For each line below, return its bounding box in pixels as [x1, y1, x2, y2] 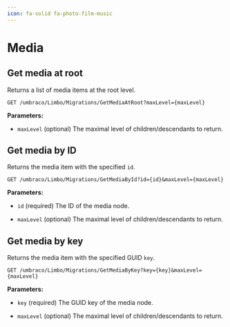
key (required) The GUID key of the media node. [17, 299, 153, 307]
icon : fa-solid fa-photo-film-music [7, 10, 113, 17]
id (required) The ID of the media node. [17, 202, 130, 210]
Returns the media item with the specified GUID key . [7, 254, 155, 262]
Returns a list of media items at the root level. [7, 86, 136, 94]
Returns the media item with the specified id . [7, 163, 135, 171]
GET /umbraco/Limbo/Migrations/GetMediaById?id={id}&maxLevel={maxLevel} [7, 176, 224, 183]
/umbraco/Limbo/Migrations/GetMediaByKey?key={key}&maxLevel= [19, 267, 202, 274]
